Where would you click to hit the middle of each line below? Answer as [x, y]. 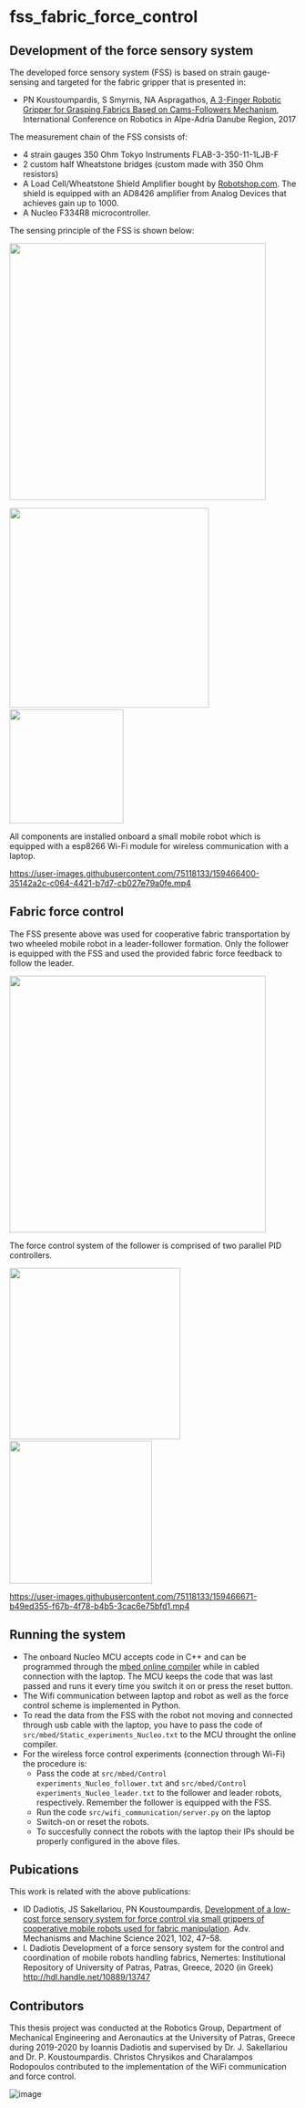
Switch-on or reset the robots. [93, 1821]
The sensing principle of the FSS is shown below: [102, 231]
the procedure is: [55, 1763]
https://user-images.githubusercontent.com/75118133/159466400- [135, 873]
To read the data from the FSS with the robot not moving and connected [158, 1715]
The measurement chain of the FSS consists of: [99, 137]
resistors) [41, 174]
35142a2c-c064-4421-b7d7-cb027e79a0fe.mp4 [100, 883]
